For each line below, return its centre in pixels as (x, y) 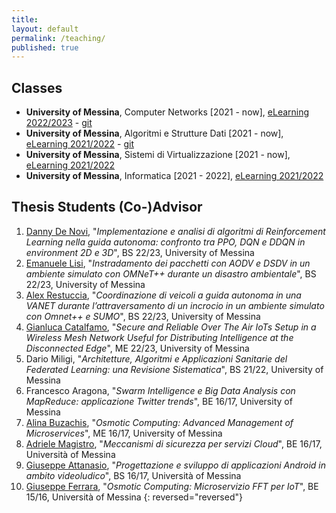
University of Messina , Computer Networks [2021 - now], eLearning (167, 112)
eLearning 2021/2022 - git (79, 144)
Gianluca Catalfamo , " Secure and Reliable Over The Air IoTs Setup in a (171, 327)
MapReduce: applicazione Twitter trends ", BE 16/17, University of (159, 401)
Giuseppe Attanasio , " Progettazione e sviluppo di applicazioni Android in (176, 465)
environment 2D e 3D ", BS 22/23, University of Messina (140, 252)
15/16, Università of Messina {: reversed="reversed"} (134, 497)
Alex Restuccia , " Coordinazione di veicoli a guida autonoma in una (163, 295)
